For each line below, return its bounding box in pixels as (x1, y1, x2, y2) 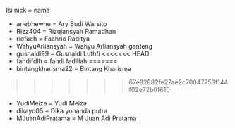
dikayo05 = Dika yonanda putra (16, 107, 108, 115)
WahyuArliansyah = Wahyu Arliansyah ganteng (16, 42, 153, 50)
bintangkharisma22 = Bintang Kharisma (16, 65, 131, 72)
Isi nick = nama (6, 6, 50, 14)
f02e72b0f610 (128, 86, 170, 94)
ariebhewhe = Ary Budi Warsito (16, 20, 107, 27)
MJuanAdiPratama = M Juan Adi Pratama (16, 114, 137, 122)
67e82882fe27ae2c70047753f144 (128, 78, 229, 87)
